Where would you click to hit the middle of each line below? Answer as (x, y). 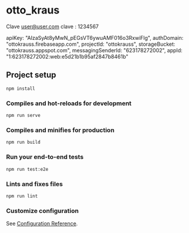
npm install (21, 89)
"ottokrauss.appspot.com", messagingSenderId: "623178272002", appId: (95, 50)
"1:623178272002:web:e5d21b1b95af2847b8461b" (67, 56)
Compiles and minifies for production (60, 130)
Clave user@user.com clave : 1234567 (52, 26)
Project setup (31, 75)
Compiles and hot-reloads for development (69, 103)
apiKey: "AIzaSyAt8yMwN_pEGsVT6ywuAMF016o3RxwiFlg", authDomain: (95, 38)
